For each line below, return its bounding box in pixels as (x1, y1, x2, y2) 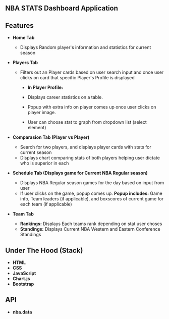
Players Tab (12, 60, 38, 66)
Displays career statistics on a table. (27, 94, 103, 100)
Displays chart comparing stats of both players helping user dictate (20, 155, 160, 161)
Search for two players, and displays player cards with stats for (20, 144, 151, 150)
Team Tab (12, 211, 34, 217)
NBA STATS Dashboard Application (5, 4, 119, 13)
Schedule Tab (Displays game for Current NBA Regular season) (12, 170, 148, 176)
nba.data (12, 309, 32, 315)
